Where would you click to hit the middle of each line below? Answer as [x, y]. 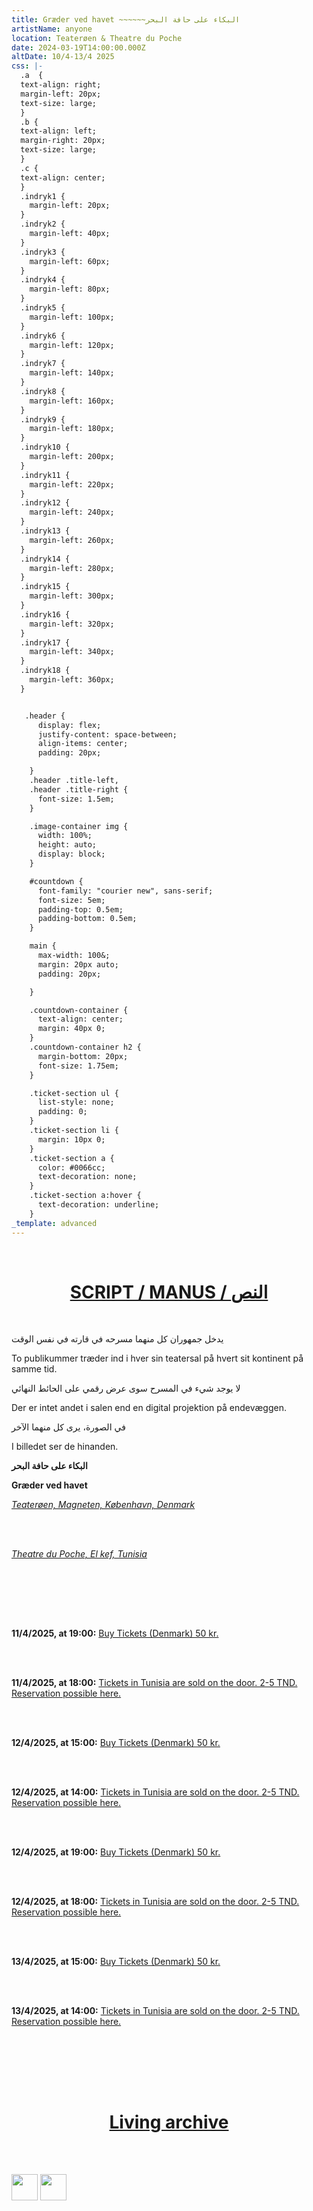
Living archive [169, 2122]
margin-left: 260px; [72, 540]
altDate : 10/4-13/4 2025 [63, 57]
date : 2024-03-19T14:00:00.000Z [78, 47]
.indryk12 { [45, 503]
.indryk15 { [45, 587]
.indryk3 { [43, 252]
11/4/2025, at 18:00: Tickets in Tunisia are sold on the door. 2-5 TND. [154, 1683]
